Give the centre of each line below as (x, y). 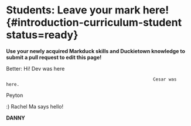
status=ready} (42, 35)
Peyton (15, 95)
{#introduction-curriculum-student (94, 22)
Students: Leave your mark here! (88, 10)
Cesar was (165, 79)
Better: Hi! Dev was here (35, 68)
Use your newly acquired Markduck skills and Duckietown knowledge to (96, 51)
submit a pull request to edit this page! (54, 57)
